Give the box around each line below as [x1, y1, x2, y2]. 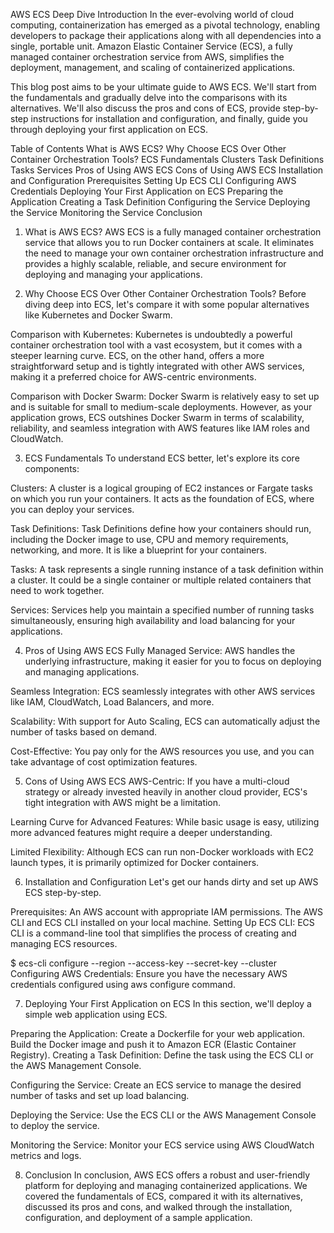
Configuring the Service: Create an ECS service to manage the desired [10, 1079, 302, 1091]
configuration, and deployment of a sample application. [24, 1212, 253, 1223]
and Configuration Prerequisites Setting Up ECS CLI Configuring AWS [10, 175, 297, 186]
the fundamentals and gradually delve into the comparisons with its [10, 92, 288, 103]
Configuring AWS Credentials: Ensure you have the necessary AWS [10, 968, 288, 979]
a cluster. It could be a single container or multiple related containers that [10, 574, 312, 586]
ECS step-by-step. [24, 887, 102, 898]
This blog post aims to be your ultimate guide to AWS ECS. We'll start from [10, 81, 317, 93]
